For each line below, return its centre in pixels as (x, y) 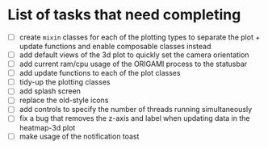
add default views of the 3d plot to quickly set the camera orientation (134, 55)
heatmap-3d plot (47, 127)
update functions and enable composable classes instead (115, 46)
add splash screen (50, 91)
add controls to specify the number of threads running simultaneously (136, 110)
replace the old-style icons (64, 100)
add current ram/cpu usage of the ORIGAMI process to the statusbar (133, 64)
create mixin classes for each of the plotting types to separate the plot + (140, 37)
